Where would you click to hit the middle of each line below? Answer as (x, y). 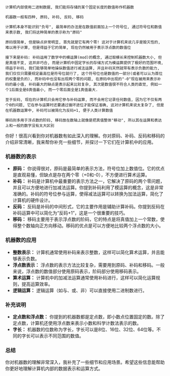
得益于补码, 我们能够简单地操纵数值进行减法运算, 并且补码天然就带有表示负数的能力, (82, 68)
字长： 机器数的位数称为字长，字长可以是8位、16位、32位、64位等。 (84, 329)
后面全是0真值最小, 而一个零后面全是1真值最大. (55, 90)
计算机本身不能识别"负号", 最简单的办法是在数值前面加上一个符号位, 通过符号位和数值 (83, 27)
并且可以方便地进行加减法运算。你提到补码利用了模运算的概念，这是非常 (88, 187)
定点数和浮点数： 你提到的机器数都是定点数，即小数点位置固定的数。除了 (89, 317)
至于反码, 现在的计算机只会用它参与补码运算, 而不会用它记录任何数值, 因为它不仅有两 (83, 100)
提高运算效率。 (37, 284)
